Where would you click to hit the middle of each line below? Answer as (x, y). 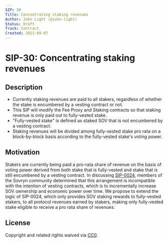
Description (24, 87)
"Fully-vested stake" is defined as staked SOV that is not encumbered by (88, 120)
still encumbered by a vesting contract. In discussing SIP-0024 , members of (84, 175)
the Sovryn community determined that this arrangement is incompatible (80, 180)
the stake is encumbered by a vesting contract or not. (68, 104)
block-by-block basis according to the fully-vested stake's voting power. (87, 137)
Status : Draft (20, 24)
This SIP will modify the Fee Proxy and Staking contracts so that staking (87, 110)
